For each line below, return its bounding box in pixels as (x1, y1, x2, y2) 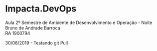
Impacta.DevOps (5, 3, 77, 14)
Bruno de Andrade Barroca (5, 24, 61, 30)
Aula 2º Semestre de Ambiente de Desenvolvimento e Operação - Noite (5, 19, 153, 25)
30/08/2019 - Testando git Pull (5, 39, 68, 45)
